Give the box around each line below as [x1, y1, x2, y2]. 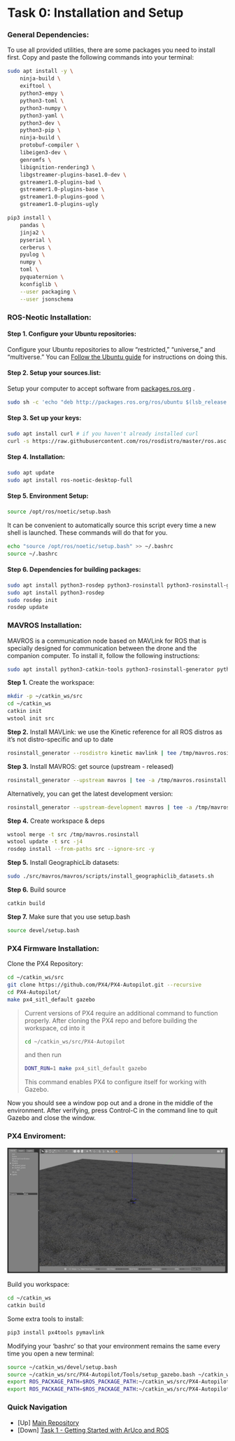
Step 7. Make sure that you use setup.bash [7, 913, 131, 921]
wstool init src [7, 715, 55, 723]
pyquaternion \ [20, 273, 64, 281]
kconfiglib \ [20, 280, 58, 288]
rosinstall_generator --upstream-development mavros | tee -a [7, 804, 192, 811]
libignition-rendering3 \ [20, 163, 96, 171]
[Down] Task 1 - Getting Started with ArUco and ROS [17, 1426, 169, 1434]
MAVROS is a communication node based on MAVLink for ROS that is [7, 636, 207, 645]
